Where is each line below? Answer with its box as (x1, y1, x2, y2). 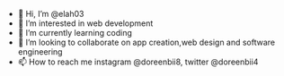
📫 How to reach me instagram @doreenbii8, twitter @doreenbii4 (17, 56, 259, 67)
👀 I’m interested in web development (17, 18, 154, 29)
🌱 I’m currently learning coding (17, 28, 133, 38)
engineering (17, 46, 63, 57)
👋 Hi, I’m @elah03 (17, 9, 84, 19)
